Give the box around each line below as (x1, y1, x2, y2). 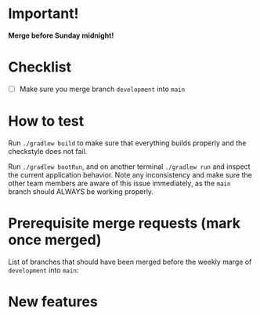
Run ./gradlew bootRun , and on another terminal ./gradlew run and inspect (8, 162, 251, 171)
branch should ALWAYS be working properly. (8, 186, 154, 196)
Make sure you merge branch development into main (19, 84, 186, 93)
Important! (8, 5, 79, 23)
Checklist (8, 58, 72, 76)
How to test (8, 112, 85, 130)
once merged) (8, 231, 102, 249)
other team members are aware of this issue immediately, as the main (8, 178, 231, 188)
